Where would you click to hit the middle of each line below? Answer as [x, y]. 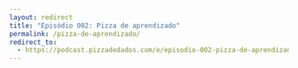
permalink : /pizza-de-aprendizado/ [75, 34]
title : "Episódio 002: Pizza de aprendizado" [94, 26]
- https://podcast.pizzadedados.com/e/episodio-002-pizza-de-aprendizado [156, 50]
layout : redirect [41, 17]
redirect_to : [33, 42]
